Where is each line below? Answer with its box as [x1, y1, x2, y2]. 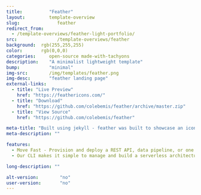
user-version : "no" [6, 180, 71, 186]
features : [6, 142, 31, 148]
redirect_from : [6, 25, 44, 32]
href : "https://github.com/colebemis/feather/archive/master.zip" [17, 103, 186, 109]
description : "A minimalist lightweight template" [6, 59, 144, 65]
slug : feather [6, 20, 77, 26]
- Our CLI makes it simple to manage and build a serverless [11, 153, 167, 159]
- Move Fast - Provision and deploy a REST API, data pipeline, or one [11, 147, 194, 153]
